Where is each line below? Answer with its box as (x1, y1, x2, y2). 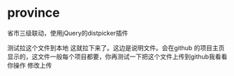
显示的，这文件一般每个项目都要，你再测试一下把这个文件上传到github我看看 (7, 52, 228, 61)
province (7, 5, 60, 21)
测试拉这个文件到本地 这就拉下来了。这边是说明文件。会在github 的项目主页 (7, 43, 225, 52)
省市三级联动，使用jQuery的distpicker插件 (7, 29, 129, 37)
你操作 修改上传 (7, 61, 52, 69)
